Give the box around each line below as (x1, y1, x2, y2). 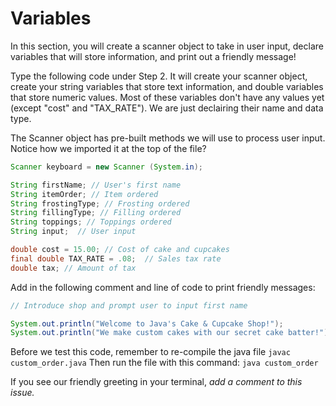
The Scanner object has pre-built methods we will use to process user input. (10, 132, 326, 144)
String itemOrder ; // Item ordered (10, 189, 159, 199)
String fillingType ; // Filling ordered (10, 208, 182, 218)
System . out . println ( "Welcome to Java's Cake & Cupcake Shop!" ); (10, 318, 284, 329)
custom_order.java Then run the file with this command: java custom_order (10, 357, 319, 369)
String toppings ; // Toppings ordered (10, 217, 172, 227)
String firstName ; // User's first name (10, 180, 182, 190)
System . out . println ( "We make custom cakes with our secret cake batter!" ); (10, 328, 333, 338)
